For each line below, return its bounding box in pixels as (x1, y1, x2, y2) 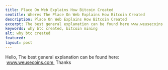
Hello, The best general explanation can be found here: (5, 54, 120, 60)
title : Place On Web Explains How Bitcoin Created (5, 7, 114, 13)
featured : (5, 36, 26, 41)
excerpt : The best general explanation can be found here (5, 21, 129, 27)
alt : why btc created (5, 31, 51, 36)
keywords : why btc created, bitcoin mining (5, 26, 98, 31)
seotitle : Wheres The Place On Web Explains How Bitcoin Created (5, 12, 145, 17)
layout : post (5, 40, 33, 45)
